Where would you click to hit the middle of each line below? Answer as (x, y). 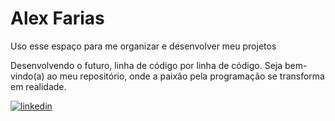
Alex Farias (57, 18)
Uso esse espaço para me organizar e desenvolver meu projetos (143, 46)
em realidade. (38, 86)
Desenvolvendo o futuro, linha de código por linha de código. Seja (146, 65)
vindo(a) (27, 76)
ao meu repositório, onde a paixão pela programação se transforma (185, 76)
